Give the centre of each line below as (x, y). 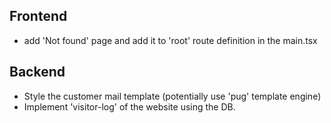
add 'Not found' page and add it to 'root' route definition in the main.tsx (170, 40)
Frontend (38, 16)
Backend (37, 72)
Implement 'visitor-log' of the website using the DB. (129, 106)
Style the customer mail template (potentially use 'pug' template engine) (172, 96)
